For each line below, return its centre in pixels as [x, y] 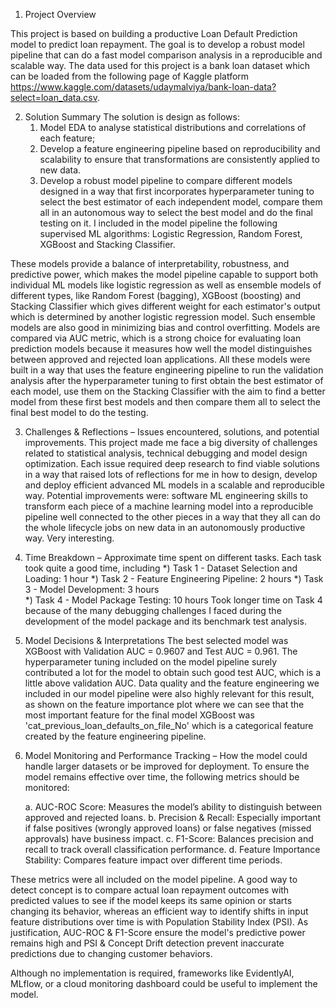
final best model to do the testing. [79, 412]
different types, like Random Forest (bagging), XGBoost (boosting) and [156, 295]
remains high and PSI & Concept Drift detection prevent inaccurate [147, 943]
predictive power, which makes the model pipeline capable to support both [164, 274]
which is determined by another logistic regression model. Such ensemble [163, 317]
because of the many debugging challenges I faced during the [153, 610]
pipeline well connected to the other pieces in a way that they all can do [172, 517]
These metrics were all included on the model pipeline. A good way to [154, 879]
